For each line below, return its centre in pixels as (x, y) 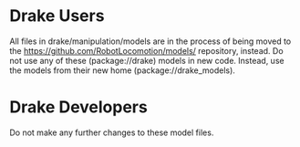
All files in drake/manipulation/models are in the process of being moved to (150, 41)
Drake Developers (78, 107)
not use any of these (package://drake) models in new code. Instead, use (147, 60)
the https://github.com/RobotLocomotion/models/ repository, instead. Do (147, 50)
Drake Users (57, 16)
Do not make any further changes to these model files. (112, 132)
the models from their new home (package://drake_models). (122, 70)
